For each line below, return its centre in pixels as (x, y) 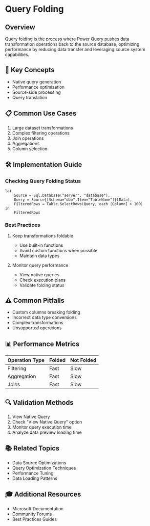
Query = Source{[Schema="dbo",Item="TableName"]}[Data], (73, 200)
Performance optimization (38, 87)
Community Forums (32, 514)
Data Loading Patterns (35, 478)
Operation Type (26, 360)
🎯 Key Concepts (30, 70)
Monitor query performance (40, 265)
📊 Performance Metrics (42, 344)
